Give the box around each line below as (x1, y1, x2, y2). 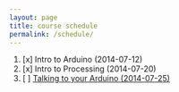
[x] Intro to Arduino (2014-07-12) (21, 54, 143, 65)
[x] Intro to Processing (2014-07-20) (21, 63, 157, 74)
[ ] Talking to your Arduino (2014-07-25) (21, 73, 170, 84)
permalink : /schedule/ (9, 29, 94, 38)
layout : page (9, 13, 58, 22)
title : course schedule (9, 21, 98, 30)
